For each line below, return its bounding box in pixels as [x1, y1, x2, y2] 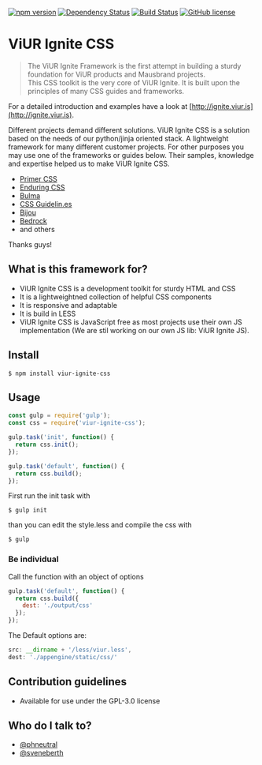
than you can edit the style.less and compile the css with [8, 520, 193, 530]
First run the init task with [8, 491, 90, 501]
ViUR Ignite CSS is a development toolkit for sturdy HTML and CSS [19, 283, 236, 293]
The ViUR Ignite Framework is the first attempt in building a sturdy [27, 61, 242, 70]
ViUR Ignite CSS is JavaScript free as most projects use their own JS [19, 317, 242, 327]
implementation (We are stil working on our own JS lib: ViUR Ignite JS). [19, 325, 249, 335]
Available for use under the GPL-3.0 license [19, 696, 161, 706]
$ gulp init [8, 506, 47, 515]
